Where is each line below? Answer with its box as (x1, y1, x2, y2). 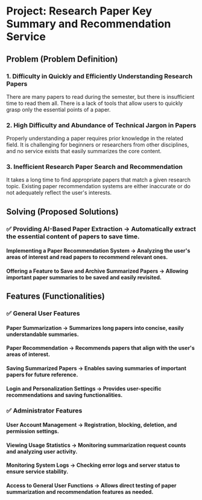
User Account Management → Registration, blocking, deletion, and (6, 421, 177, 429)
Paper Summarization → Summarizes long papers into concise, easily (6, 324, 184, 331)
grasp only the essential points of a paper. (6, 106, 111, 113)
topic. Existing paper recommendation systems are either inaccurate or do (6, 183, 191, 190)
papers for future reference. (6, 371, 78, 378)
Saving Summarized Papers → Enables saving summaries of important (6, 365, 187, 372)
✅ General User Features (6, 309, 80, 318)
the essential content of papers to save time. (6, 232, 140, 241)
